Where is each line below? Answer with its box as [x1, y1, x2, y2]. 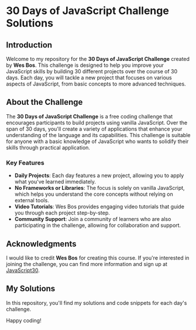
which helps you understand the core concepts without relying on [14, 190, 174, 198]
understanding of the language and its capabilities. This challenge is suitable [6, 131, 191, 138]
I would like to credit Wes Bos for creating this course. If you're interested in [6, 254, 190, 261]
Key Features [6, 158, 45, 166]
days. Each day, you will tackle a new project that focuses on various [6, 74, 172, 81]
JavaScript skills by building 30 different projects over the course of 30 [6, 68, 177, 74]
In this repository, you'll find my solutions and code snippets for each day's [6, 299, 187, 306]
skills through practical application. [6, 144, 91, 151]
